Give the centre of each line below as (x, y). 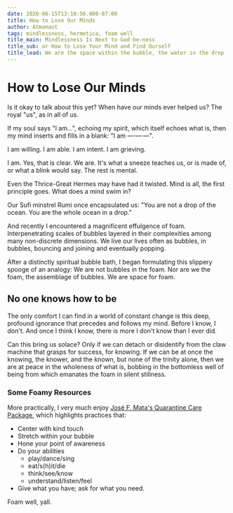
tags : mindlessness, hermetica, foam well (70, 33)
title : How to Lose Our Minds (52, 20)
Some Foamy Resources (49, 392)
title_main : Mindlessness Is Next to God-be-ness (81, 40)
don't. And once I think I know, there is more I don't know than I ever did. (112, 331)
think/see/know (51, 473)
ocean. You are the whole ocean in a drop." (69, 212)
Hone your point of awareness (61, 444)
